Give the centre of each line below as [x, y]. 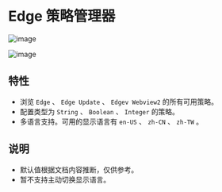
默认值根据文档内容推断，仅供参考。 [79, 169]
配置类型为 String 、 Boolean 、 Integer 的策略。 [100, 111]
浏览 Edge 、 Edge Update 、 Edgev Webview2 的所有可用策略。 [119, 102]
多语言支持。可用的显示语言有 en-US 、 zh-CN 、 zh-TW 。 [111, 121]
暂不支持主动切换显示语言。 [65, 179]
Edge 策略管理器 [62, 16]
